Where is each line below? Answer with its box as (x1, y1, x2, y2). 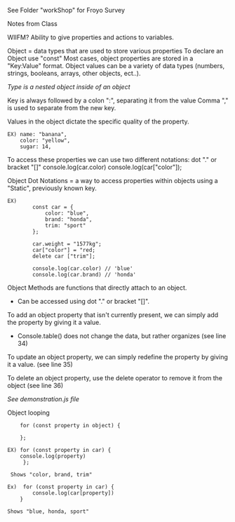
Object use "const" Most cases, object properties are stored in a (7, 54, 194, 62)
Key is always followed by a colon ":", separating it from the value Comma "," (7, 96, 229, 105)
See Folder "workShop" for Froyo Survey (7, 6, 125, 14)
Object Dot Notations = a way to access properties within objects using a (7, 177, 219, 185)
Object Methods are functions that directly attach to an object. (7, 283, 187, 292)
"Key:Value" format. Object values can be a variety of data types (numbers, (7, 62, 225, 69)
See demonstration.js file (7, 395, 79, 403)
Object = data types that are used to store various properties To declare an (7, 47, 224, 55)
